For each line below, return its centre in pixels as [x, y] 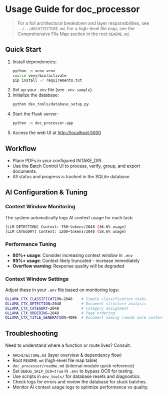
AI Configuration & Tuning [46, 192]
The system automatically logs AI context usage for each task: [69, 217]
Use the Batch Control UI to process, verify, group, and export [76, 166]
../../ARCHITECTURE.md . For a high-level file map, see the [76, 28]
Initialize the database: [35, 95]
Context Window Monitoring [40, 207]
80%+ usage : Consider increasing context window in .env [73, 255]
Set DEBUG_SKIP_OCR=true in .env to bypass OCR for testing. [73, 371]
